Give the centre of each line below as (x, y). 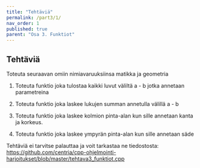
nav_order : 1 (23, 23)
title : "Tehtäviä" (30, 12)
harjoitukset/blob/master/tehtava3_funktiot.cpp (66, 158)
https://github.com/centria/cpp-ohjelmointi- (61, 152)
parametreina (32, 92)
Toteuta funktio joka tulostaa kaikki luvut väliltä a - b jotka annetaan (100, 85)
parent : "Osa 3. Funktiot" (41, 35)
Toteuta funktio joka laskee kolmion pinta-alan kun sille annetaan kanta (104, 116)
